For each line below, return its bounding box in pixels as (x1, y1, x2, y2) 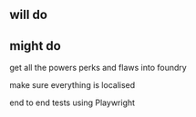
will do (9, 7, 48, 23)
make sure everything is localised (9, 80, 136, 91)
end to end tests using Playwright (9, 97, 135, 108)
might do (9, 38, 61, 54)
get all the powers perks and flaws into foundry (9, 63, 187, 73)
